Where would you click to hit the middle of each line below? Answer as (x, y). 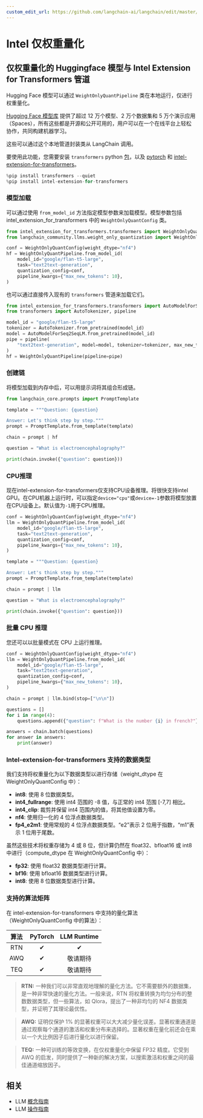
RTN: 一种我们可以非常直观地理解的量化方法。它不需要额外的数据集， (108, 986)
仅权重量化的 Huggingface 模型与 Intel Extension (98, 68)
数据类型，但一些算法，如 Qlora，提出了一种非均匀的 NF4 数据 (104, 1001)
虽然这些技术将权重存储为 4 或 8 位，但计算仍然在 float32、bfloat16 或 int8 (99, 845)
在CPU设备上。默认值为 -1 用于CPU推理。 (57, 506)
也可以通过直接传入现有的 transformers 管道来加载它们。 (77, 294)
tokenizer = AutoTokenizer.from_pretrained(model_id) (76, 328)
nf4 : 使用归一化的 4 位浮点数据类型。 (61, 818)
